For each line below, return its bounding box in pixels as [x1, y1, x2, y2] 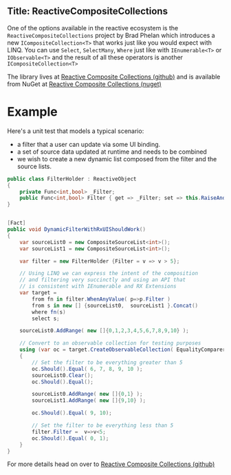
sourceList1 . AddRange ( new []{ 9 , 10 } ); [32, 397, 146, 404]
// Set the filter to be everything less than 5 [32, 422, 174, 429]
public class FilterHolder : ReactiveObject [7, 175, 137, 182]
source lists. [16, 162, 52, 170]
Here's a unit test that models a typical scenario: [7, 127, 144, 135]
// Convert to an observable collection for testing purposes [19, 340, 201, 347]
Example [7, 104, 58, 119]
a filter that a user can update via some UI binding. [16, 140, 161, 148]
